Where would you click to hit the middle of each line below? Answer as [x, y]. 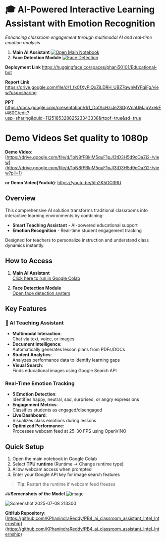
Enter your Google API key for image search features [66, 474]
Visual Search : [28, 365]
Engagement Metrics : [35, 405]
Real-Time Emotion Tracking [40, 384]
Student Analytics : [32, 355]
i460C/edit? [17, 113]
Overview [21, 198]
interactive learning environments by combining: [55, 215]
